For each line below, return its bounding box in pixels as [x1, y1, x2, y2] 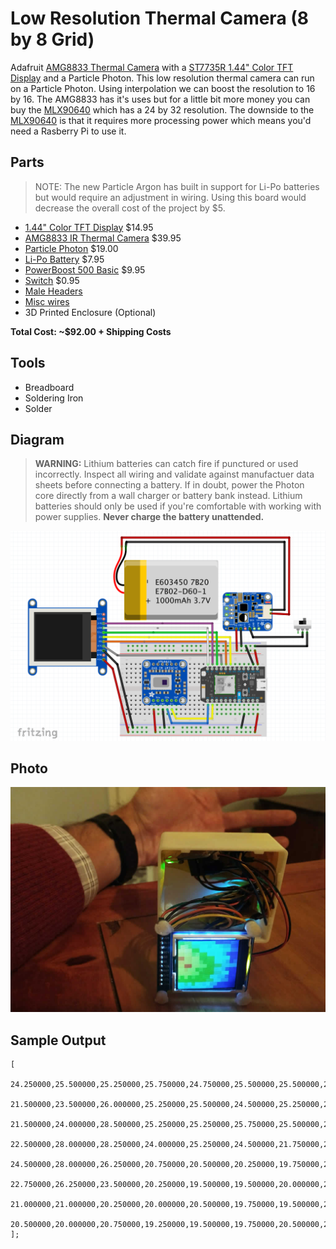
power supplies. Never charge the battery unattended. [34, 511, 265, 523]
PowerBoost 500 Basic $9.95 [24, 263, 146, 276]
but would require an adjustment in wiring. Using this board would [34, 191, 307, 203]
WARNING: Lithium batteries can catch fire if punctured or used [34, 458, 299, 470]
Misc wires [24, 295, 70, 307]
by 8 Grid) [10, 28, 95, 51]
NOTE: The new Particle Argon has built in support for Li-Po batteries [34, 180, 320, 192]
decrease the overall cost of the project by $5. [34, 202, 226, 214]
